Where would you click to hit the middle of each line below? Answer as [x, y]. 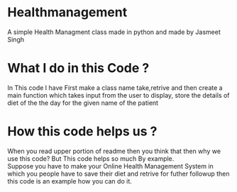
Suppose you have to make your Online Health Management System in [111, 166]
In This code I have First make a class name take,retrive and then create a [115, 87]
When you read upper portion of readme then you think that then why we [114, 151]
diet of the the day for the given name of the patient [83, 103]
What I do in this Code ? [78, 68]
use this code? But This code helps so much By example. [91, 158]
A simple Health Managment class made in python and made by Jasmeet [114, 32]
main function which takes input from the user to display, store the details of [118, 95]
